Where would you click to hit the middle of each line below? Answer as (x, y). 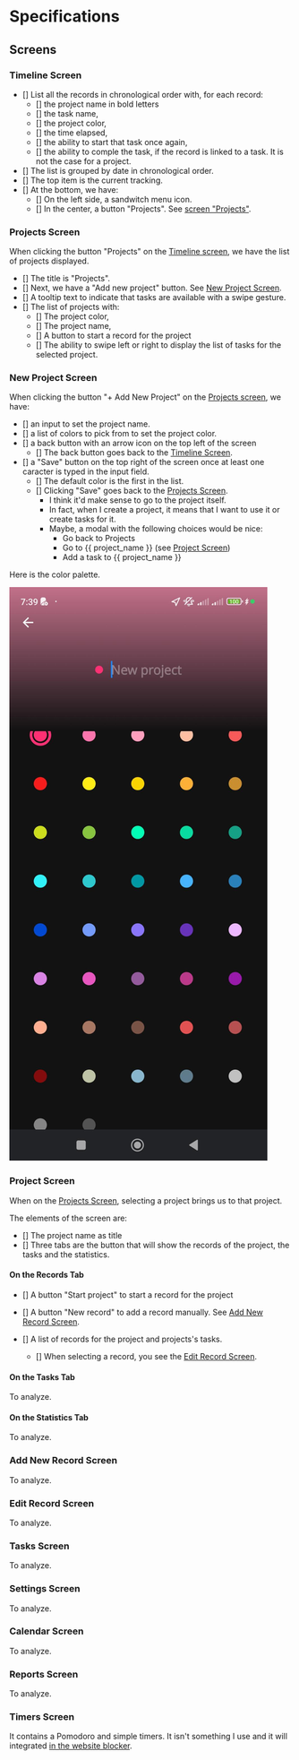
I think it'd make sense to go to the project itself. (137, 500)
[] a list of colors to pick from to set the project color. (120, 434)
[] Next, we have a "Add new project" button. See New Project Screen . (152, 288)
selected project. (67, 355)
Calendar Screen (47, 1631)
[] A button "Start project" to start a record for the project (128, 1294)
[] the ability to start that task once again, (111, 142)
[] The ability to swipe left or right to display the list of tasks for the (158, 345)
